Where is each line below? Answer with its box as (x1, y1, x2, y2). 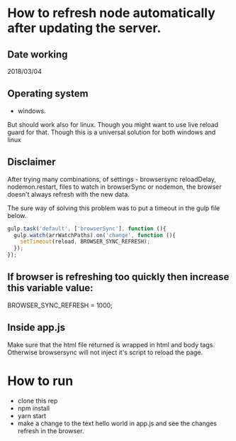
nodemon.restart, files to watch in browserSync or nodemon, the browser (7, 183, 222, 191)
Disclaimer (7, 156, 56, 168)
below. (7, 211, 27, 219)
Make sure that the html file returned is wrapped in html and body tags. (7, 340, 215, 349)
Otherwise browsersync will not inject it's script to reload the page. (7, 348, 203, 356)
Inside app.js (7, 322, 66, 334)
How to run (7, 373, 74, 388)
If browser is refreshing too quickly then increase (7, 271, 230, 283)
